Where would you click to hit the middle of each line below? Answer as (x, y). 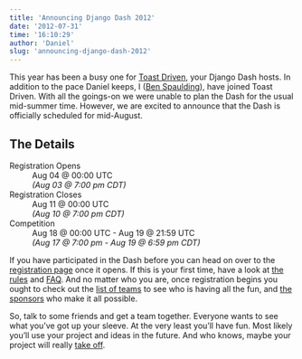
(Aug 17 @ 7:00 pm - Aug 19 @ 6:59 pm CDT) (116, 242)
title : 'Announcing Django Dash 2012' (82, 18)
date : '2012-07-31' (46, 26)
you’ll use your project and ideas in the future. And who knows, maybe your (150, 335)
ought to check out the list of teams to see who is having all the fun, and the (151, 288)
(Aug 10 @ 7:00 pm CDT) (78, 213)
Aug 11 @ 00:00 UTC (71, 203)
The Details (42, 144)
